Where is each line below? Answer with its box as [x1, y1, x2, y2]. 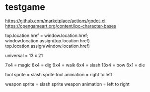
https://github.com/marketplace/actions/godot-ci [5, 18, 106, 24]
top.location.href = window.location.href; [5, 32, 88, 38]
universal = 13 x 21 [5, 52, 43, 58]
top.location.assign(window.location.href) [5, 43, 90, 49]
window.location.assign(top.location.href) [5, 37, 90, 43]
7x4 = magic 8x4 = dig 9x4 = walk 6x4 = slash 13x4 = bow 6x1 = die [5, 62, 145, 68]
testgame [5, 1, 46, 13]
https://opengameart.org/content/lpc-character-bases [5, 23, 117, 29]
